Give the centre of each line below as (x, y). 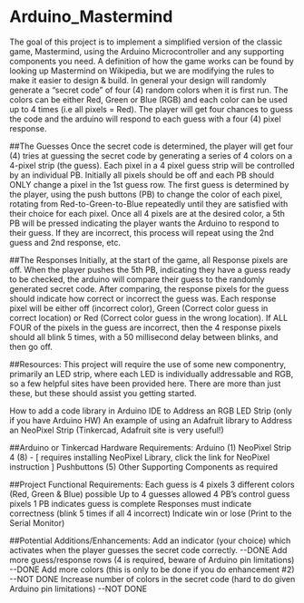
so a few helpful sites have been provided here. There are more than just (145, 384)
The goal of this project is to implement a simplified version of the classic (146, 42)
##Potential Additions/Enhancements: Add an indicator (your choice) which (150, 540)
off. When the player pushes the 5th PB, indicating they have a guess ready (150, 269)
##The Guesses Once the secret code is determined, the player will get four (151, 146)
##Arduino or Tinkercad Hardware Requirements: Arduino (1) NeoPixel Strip (151, 447)
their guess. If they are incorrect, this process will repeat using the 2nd (142, 232)
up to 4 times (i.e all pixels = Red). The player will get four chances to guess (151, 109)
